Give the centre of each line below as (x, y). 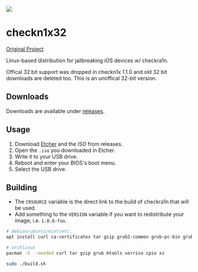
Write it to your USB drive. (46, 156)
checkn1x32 (36, 33)
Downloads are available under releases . (55, 111)
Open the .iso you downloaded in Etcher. (65, 150)
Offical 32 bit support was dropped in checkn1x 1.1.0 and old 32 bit (87, 72)
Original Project (25, 49)
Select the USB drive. (40, 169)
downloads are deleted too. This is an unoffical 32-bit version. (82, 78)
